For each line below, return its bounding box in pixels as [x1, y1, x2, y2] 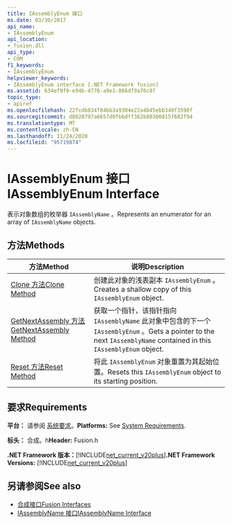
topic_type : [7, 94, 41, 101]
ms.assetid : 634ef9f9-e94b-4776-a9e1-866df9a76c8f [7, 87, 156, 94]
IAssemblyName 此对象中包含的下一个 [93, 316, 211, 326]
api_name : [7, 23, 36, 30]
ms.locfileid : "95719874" [7, 139, 81, 146]
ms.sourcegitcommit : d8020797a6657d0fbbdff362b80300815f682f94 [7, 113, 193, 120]
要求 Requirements [7, 401, 88, 413]
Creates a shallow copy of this [93, 284, 192, 294]
